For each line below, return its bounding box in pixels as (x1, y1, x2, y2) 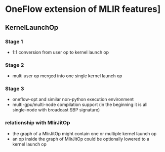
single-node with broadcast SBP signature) (12, 107, 100, 113)
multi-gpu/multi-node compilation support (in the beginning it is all (12, 101, 148, 107)
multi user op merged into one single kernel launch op (12, 73, 123, 79)
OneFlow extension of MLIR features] (5, 3, 161, 15)
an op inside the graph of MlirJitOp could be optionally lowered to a (12, 136, 150, 142)
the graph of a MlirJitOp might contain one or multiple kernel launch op (12, 130, 157, 137)
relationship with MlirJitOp (5, 119, 70, 126)
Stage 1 (5, 38, 23, 45)
